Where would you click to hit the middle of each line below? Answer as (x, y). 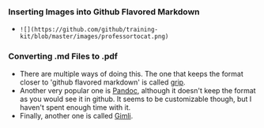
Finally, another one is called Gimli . (76, 115)
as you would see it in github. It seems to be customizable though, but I (136, 99)
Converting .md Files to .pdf (63, 56)
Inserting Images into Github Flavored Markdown (104, 12)
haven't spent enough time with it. (75, 107)
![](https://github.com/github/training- (89, 30)
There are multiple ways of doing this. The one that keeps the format (131, 73)
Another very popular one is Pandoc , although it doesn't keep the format (138, 90)
